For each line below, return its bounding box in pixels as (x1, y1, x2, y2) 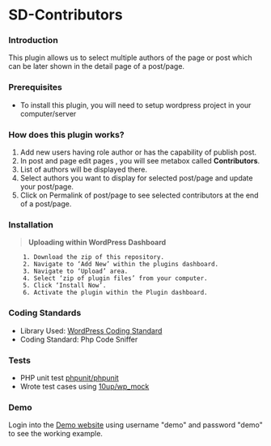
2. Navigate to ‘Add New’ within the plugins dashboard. (23, 261, 219, 269)
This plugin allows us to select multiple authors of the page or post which (8, 53, 252, 62)
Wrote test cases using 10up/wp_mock (19, 381, 150, 391)
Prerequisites (8, 82, 62, 93)
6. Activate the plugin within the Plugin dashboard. (23, 289, 208, 297)
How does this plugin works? (8, 129, 125, 140)
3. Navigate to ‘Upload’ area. (23, 267, 129, 276)
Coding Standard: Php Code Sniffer (19, 334, 138, 344)
